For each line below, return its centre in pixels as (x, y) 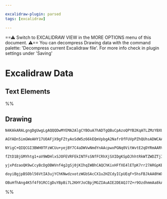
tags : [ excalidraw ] (25, 19)
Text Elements (28, 92)
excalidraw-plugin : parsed (33, 14)
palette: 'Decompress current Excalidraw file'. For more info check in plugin (82, 48)
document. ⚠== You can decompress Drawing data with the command (78, 42)
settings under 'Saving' (29, 53)
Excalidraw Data (39, 73)
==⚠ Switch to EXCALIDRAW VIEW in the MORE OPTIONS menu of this (78, 37)
